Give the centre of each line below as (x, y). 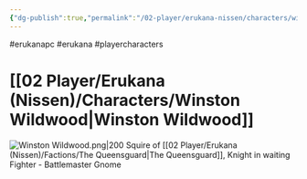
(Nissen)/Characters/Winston (125, 100)
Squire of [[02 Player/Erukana (181, 145)
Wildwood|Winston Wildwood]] (132, 119)
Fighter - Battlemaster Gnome (65, 164)
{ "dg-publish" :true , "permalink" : (73, 18)
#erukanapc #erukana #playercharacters (86, 44)
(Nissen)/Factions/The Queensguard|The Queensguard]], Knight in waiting (150, 154)
